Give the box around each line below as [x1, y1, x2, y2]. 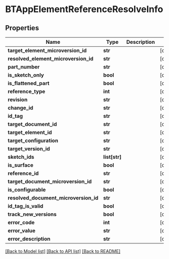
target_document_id [8, 121, 57, 127]
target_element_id [8, 129, 52, 136]
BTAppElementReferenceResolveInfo [5, 4, 163, 15]
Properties [5, 24, 39, 32]
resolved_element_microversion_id [8, 55, 94, 62]
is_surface [8, 162, 34, 168]
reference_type [8, 88, 45, 95]
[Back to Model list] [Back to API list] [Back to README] [5, 248, 121, 254]
